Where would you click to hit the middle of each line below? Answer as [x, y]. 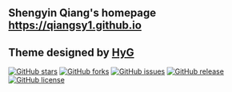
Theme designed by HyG [71, 52]
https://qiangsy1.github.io [75, 26]
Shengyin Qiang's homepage [82, 13]
